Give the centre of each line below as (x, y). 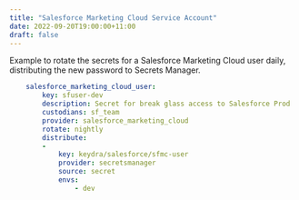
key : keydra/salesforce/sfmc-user (123, 155)
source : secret (87, 172)
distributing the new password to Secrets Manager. (105, 70)
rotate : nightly (73, 129)
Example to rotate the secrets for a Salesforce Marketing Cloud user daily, (148, 61)
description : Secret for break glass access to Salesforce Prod (166, 104)
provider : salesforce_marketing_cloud (115, 120)
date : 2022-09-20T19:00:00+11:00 (73, 26)
